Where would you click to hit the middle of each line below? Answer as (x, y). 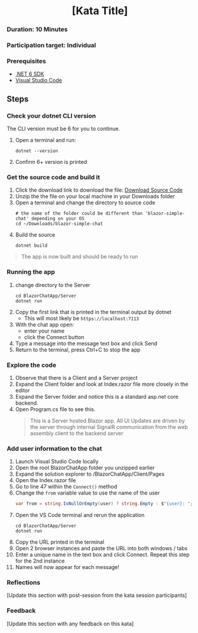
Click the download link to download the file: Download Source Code (99, 190)
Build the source (35, 235)
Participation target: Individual (51, 46)
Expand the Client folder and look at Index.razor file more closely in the (102, 384)
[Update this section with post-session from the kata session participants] (97, 595)
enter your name (44, 331)
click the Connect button (54, 337)
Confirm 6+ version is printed (51, 162)
